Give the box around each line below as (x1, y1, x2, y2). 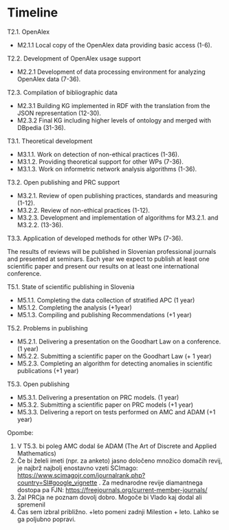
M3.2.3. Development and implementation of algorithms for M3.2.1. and (17, 213, 219, 222)
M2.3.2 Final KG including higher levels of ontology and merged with (17, 116, 211, 125)
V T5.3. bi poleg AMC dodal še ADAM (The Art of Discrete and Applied (17, 442, 217, 450)
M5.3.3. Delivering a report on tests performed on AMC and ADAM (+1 (17, 407, 216, 416)
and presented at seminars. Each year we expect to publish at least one (7, 255, 210, 263)
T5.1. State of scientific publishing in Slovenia (7, 282, 135, 290)
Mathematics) (17, 449, 56, 457)
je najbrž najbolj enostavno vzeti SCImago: (17, 463, 139, 472)
